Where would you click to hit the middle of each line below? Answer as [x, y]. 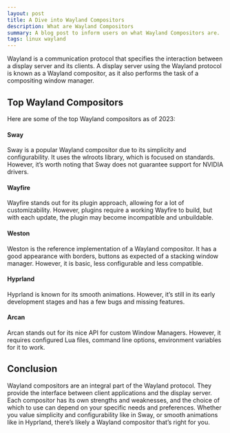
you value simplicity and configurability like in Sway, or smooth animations [113, 414]
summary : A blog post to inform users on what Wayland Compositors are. [114, 33]
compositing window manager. [51, 81]
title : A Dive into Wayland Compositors [66, 20]
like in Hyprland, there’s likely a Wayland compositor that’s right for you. [108, 422]
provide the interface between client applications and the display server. [109, 392]
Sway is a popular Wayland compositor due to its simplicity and [97, 150]
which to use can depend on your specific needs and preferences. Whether [114, 408]
